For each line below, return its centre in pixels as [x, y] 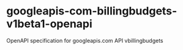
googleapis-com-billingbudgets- [92, 11]
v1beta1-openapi [50, 24]
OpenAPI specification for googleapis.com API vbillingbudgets [85, 40]
